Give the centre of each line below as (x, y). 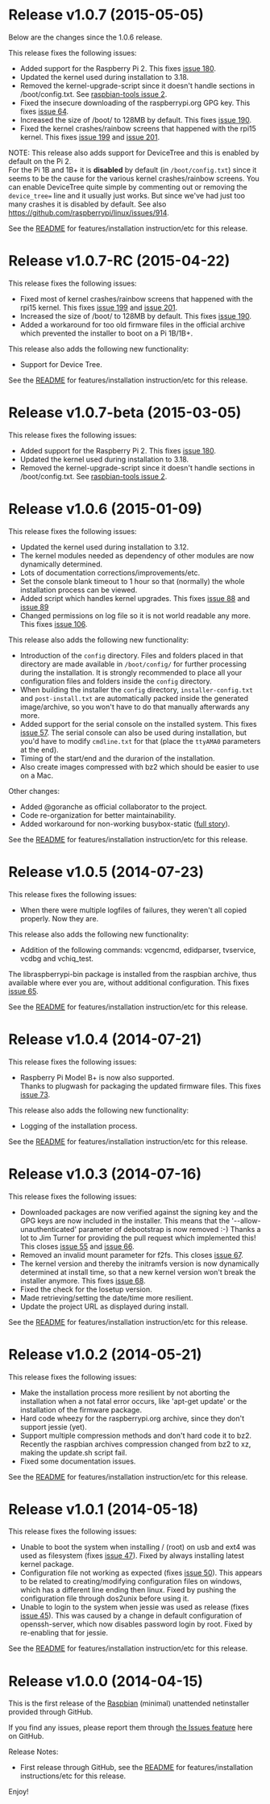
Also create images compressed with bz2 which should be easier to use (139, 766)
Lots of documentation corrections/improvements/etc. (110, 572)
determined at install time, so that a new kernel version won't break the (138, 1272)
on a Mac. (37, 775)
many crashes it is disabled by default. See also (87, 204)
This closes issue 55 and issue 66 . (77, 1246)
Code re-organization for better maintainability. (98, 815)
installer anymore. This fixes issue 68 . (83, 1280)
